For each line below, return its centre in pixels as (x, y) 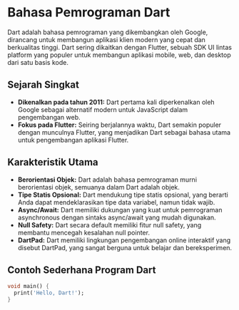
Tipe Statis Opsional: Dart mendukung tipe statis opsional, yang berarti (123, 195)
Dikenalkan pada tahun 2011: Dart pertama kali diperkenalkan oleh (116, 102)
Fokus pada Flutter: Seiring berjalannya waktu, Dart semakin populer (119, 125)
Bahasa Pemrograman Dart (89, 12)
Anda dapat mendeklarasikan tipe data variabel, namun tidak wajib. (116, 202)
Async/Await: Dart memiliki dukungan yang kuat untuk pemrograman (120, 210)
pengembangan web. (49, 117)
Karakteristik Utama (53, 162)
